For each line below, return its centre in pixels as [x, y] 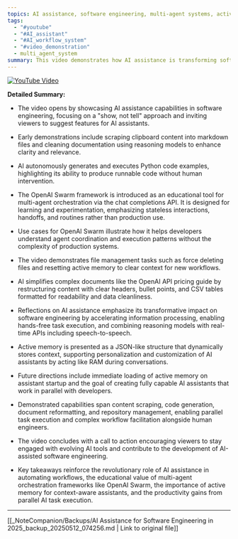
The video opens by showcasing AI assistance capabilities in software [120, 108]
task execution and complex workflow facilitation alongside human [115, 420]
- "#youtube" [33, 27]
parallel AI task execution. [55, 500]
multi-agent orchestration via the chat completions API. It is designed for [124, 202]
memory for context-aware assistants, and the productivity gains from [120, 492]
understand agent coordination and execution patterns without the [114, 238]
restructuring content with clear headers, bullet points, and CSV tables [120, 289]
